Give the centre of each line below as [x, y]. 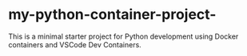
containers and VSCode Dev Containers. [75, 44]
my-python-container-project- [112, 15]
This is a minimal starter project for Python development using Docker [124, 36]
